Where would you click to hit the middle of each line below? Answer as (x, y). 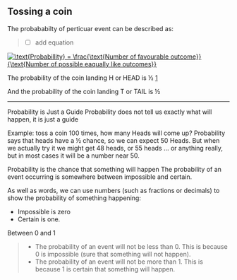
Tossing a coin (40, 12)
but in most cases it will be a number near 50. (73, 156)
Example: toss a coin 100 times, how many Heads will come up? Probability (116, 133)
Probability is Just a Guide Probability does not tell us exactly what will (110, 112)
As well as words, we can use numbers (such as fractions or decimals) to (114, 190)
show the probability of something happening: (74, 198)
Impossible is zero (44, 211)
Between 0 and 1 (31, 233)
